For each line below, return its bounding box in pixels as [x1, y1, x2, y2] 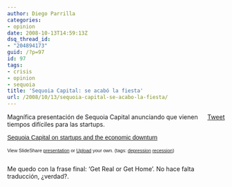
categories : [7, 17, 41, 24]
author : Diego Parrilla [7, 10, 76, 17]
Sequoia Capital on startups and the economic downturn [7, 134, 157, 141]
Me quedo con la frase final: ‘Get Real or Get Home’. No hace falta [7, 165, 195, 173]
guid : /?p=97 [7, 49, 45, 56]
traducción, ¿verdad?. [7, 172, 69, 180]
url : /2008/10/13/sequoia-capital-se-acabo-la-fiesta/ [7, 94, 168, 101]
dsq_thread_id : [7, 36, 51, 43]
